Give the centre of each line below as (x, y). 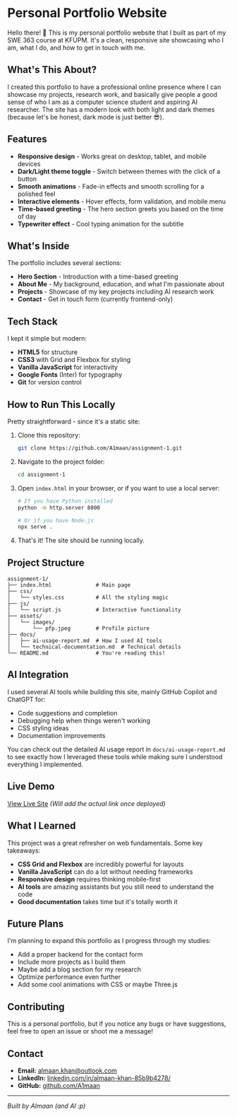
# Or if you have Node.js (55, 520)
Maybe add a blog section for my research (79, 969)
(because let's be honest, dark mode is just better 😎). (86, 117)
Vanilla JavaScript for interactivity (68, 367)
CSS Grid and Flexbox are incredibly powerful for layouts (101, 864)
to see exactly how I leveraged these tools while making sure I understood (115, 756)
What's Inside (38, 246)
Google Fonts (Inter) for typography (70, 375)
